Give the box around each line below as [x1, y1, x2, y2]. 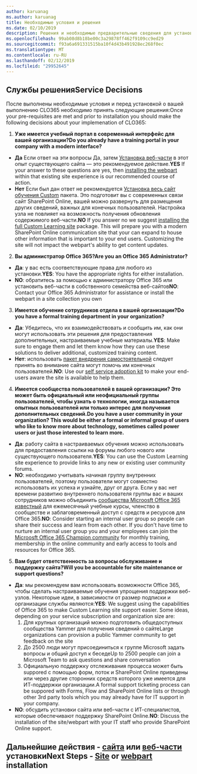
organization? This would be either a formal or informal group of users [14, 417, 189, 424]
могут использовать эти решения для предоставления [14, 331, 152, 338]
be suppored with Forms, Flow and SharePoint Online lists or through [23, 687, 190, 695]
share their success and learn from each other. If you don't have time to [14, 521, 188, 528]
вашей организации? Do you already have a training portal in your [14, 137, 179, 144]
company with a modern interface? [14, 143, 103, 150]
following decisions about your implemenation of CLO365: [6, 119, 147, 126]
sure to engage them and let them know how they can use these [14, 343, 170, 350]
